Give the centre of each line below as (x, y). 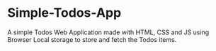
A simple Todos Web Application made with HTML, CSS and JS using (108, 32)
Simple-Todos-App (64, 13)
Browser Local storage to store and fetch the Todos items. (92, 39)
